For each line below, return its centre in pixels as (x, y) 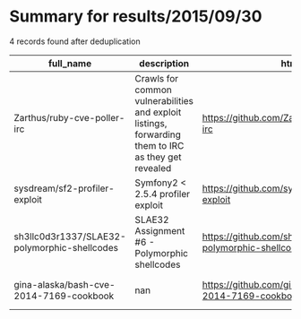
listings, (151, 123)
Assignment (160, 230)
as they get (158, 157)
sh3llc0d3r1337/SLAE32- (70, 237)
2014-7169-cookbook (64, 296)
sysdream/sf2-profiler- (64, 188)
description (164, 63)
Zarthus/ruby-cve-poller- (69, 117)
